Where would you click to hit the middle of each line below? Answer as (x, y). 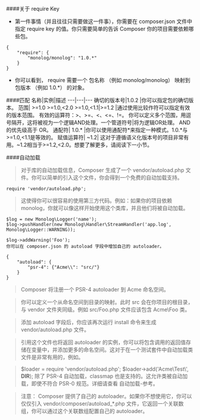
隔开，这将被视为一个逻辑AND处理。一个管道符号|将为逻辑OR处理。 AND (101, 123)
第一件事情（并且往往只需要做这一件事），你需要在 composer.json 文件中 (103, 21)
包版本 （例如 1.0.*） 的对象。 (51, 87)
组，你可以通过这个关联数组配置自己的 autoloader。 (84, 411)
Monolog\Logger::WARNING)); (41, 230)
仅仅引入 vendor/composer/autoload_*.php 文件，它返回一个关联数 (102, 404)
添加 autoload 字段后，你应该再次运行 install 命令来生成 (88, 322)
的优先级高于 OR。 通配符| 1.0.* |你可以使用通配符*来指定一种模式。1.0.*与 (97, 130)
